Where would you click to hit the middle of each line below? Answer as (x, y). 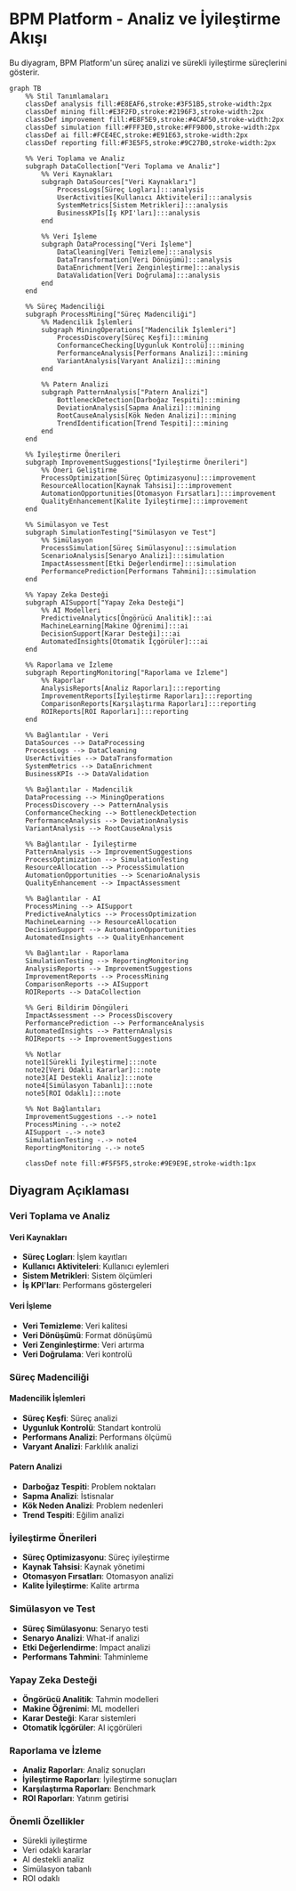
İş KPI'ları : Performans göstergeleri (87, 1286)
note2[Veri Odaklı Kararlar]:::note (93, 1070)
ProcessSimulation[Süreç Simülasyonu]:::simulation (139, 548)
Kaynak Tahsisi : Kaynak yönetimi (83, 1567)
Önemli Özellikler (47, 1822)
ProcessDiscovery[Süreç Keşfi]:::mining (132, 337)
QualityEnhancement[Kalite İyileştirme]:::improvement (145, 501)
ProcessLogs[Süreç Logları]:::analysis (130, 190)
